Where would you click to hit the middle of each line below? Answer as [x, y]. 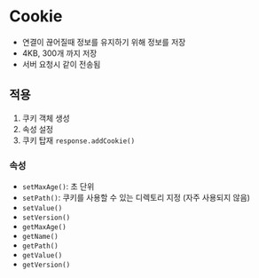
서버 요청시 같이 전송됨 [61, 64]
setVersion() [46, 218]
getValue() [42, 256]
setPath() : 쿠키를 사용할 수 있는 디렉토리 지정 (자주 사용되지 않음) [136, 198]
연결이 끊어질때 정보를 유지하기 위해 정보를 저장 [104, 42]
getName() [40, 237]
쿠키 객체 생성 [46, 118]
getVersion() [46, 265]
